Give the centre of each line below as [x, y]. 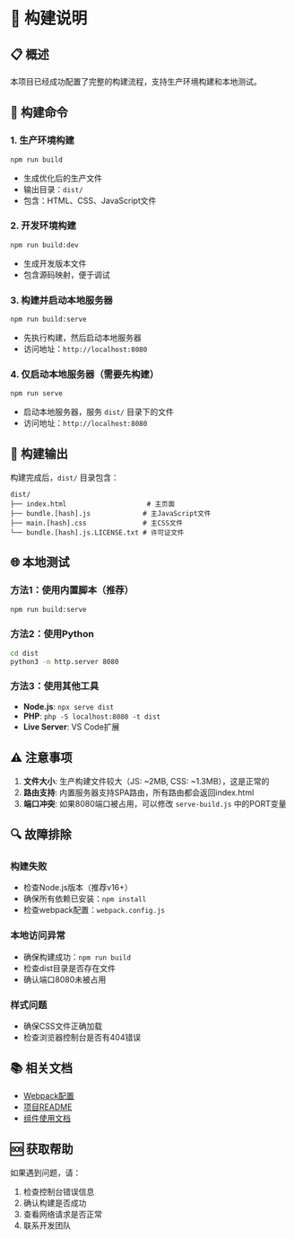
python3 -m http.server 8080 [65, 661]
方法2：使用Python [52, 634]
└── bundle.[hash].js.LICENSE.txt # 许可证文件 [97, 532]
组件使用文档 [47, 1118]
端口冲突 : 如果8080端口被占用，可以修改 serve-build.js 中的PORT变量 [155, 803]
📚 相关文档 [42, 1069]
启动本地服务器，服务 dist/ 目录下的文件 [98, 412]
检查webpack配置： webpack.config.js [94, 910]
